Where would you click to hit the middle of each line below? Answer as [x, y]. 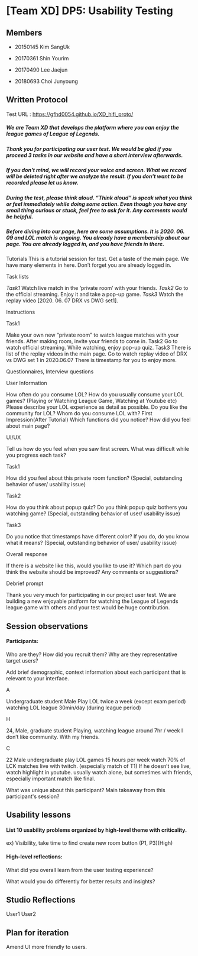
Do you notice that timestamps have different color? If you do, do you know [98, 537]
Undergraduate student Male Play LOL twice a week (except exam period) [96, 701]
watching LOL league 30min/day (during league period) [74, 708]
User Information [27, 383]
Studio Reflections [41, 900]
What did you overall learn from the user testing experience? [80, 870]
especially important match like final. [51, 779]
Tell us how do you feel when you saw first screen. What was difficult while [98, 449]
